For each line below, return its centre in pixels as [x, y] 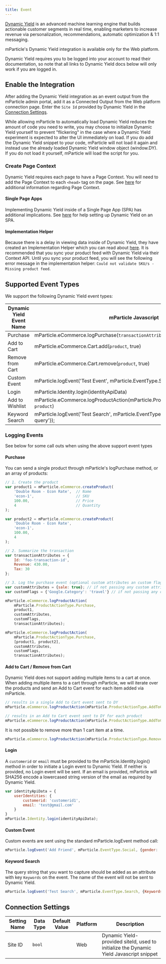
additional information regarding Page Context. [53, 187]
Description [130, 924]
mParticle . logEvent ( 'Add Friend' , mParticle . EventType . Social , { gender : [82, 850]
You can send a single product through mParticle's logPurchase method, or [82, 468]
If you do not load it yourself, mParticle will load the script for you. [72, 153]
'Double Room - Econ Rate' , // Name [53, 492]
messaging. [17, 40]
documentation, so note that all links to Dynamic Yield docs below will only [81, 64]
